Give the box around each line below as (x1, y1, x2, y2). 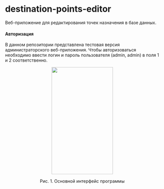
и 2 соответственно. (5, 57, 48, 63)
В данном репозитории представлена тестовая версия (5, 42, 120, 47)
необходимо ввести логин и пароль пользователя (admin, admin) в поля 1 (5, 52, 159, 58)
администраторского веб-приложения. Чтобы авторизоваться (5, 47, 136, 53)
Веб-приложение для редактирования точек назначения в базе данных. (5, 20, 157, 25)
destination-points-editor (5, 3, 112, 15)
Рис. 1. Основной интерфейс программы (40, 178, 125, 184)
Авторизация (5, 31, 34, 37)
